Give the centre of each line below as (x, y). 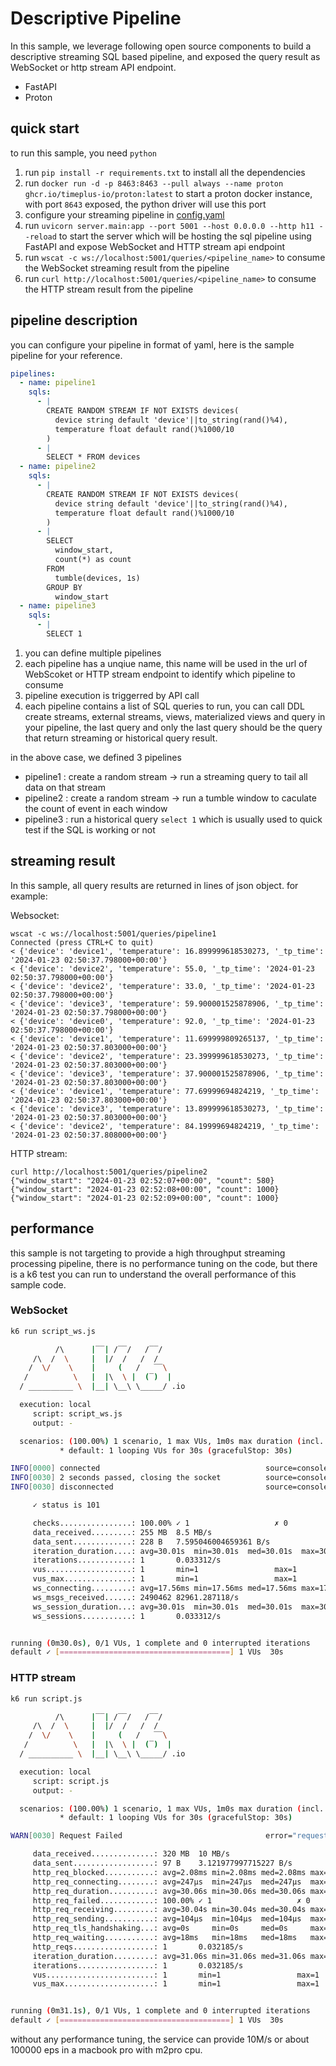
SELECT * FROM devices (93, 457)
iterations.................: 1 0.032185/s (138, 1965)
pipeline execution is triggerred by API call (112, 695)
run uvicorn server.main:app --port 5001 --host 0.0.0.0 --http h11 (169, 225)
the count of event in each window (96, 808)
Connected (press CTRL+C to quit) (82, 942)
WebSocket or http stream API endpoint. (93, 67)
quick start (45, 128)
